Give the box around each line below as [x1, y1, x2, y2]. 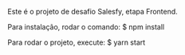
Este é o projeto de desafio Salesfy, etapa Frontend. [7, 7, 179, 16]
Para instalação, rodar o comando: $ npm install [7, 22, 165, 31]
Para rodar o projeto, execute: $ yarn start [7, 37, 146, 47]
